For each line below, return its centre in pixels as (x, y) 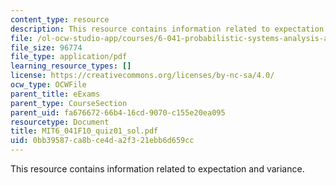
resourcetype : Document (60, 122)
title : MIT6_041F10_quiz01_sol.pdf (84, 131)
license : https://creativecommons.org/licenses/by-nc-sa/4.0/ (142, 76)
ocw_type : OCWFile (48, 85)
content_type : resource (60, 19)
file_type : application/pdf (69, 57)
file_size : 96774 (46, 47)
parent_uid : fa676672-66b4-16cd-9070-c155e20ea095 (118, 112)
